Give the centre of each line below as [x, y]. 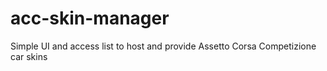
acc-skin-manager [90, 18]
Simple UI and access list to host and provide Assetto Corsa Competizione [163, 46]
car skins [29, 56]
